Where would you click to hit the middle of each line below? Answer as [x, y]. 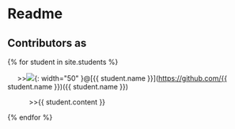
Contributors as [47, 43]
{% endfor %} [30, 117]
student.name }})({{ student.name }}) [68, 87]
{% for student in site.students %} [63, 62]
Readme [35, 14]
